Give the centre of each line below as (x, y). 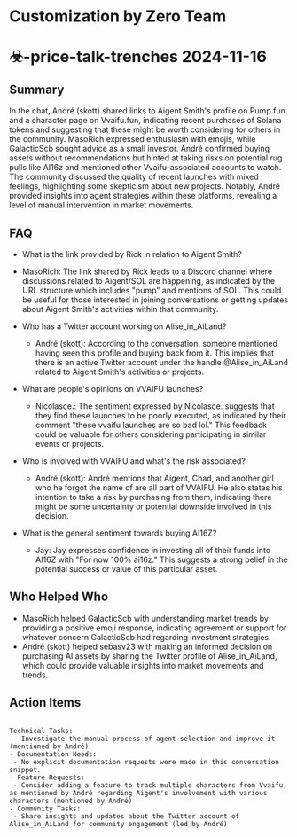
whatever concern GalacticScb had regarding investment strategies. (146, 637)
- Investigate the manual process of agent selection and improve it (144, 739)
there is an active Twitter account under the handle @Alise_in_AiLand (161, 362)
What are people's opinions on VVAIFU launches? (113, 389)
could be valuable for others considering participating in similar (151, 434)
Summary (37, 89)
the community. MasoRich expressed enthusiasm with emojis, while (133, 139)
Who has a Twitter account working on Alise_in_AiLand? (124, 326)
